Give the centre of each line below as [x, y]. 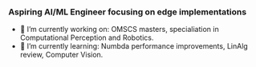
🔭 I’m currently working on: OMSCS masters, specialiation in [119, 30]
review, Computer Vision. [61, 55]
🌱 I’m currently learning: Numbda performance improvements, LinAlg [134, 46]
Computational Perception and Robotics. [87, 37]
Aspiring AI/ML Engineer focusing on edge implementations [128, 12]
